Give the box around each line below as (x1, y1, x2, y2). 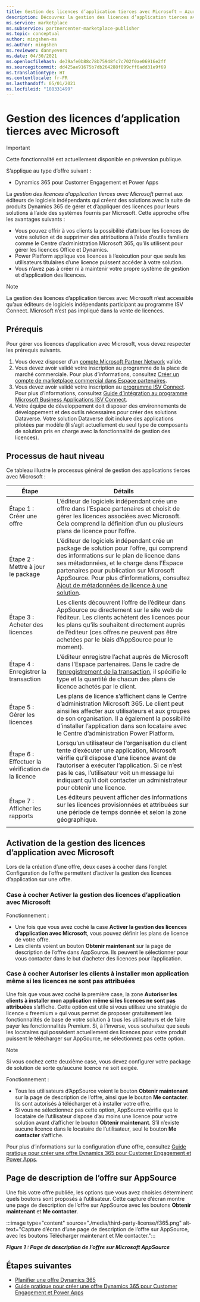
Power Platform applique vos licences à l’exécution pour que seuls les (14, 252, 186, 259)
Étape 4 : (9, 660, 35, 668)
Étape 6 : (9, 750, 35, 759)
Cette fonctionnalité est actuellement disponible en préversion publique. (6, 155, 183, 162)
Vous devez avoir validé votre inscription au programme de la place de (14, 364, 188, 371)
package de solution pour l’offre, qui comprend (56, 544, 188, 552)
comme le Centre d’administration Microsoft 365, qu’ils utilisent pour (14, 239, 183, 247)
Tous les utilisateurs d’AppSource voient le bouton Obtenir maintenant (14, 1087, 189, 1094)
